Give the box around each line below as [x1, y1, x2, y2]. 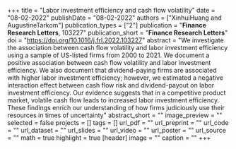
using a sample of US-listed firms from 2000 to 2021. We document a [7, 51, 210, 59]
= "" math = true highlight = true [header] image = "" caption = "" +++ [7, 133, 211, 142]
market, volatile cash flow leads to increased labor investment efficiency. [7, 96, 220, 105]
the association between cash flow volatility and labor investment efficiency [7, 44, 228, 52]
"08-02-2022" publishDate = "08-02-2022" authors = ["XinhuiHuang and [7, 13, 222, 22]
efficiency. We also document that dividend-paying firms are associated [7, 66, 217, 74]
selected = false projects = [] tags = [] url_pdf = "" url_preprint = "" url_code [7, 119, 229, 126]
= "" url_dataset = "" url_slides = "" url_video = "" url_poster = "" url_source [7, 126, 226, 134]
